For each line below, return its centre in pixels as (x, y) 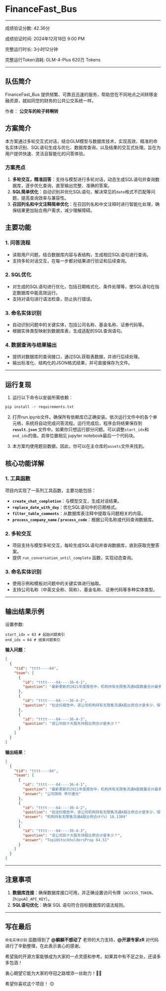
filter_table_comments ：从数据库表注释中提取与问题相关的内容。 (79, 513)
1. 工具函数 (18, 478)
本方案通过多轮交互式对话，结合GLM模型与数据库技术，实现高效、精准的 (79, 141)
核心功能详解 (25, 463)
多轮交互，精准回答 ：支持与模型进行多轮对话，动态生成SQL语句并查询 (84, 179)
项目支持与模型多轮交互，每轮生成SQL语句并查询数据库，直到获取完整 (84, 545)
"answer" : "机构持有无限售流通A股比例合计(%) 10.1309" (75, 817)
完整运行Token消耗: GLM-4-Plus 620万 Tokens (53, 59)
